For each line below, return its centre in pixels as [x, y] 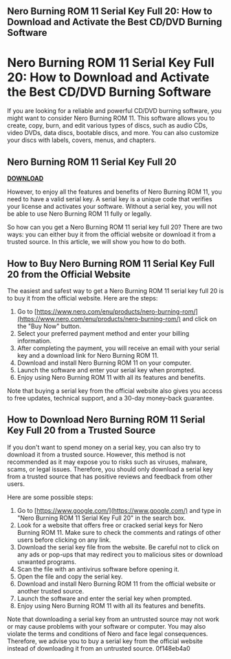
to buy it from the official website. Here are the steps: [82, 298]
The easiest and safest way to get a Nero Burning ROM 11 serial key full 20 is [115, 291]
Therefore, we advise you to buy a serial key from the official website [105, 641]
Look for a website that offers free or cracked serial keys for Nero [110, 525]
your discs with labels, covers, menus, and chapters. [82, 140]
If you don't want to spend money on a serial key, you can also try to [104, 447]
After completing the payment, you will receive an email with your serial [118, 348]
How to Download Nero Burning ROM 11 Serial [106, 420]
